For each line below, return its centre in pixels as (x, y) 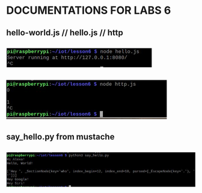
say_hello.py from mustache (60, 136)
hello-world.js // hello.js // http (65, 33)
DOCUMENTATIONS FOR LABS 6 (89, 10)
